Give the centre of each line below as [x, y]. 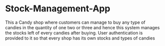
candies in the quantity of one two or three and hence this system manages [82, 27]
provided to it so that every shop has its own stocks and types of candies [80, 38]
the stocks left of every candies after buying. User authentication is [74, 33]
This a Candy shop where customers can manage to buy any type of [75, 22]
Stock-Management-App [58, 9]
